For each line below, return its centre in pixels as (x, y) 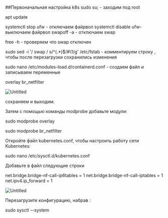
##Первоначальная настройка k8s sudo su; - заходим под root (73, 7)
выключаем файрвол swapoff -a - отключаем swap (60, 32)
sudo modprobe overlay (30, 121)
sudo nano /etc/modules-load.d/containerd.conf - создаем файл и (75, 67)
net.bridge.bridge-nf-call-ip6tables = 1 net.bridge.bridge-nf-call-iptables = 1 (84, 175)
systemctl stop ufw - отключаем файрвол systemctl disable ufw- (73, 27)
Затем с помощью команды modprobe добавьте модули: (66, 111)
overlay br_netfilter (25, 82)
